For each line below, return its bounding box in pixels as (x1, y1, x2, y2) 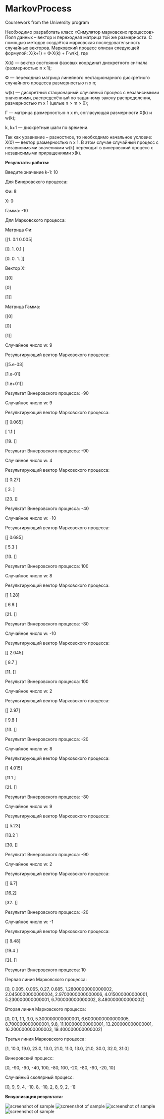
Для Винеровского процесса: (5, 179, 68, 185)
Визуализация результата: (5, 1093, 63, 1099)
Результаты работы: (5, 159, 50, 165)
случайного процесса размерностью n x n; (5, 80, 97, 86)
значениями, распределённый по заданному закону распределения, (5, 95, 152, 101)
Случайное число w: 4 (5, 457, 53, 463)
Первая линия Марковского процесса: (5, 976, 87, 982)
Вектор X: (5, 265, 26, 271)
